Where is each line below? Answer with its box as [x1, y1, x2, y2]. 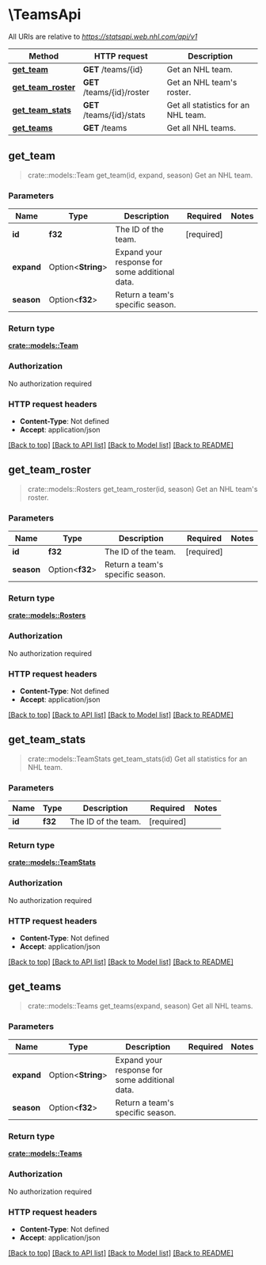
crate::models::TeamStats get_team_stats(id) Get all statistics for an [27, 754, 248, 764]
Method [28, 50, 59, 61]
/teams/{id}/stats [82, 109, 146, 120]
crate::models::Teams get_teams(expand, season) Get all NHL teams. [27, 1000, 253, 1011]
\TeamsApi [8, 6, 82, 24]
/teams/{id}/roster [82, 86, 150, 97]
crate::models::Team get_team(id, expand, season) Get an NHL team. [27, 170, 253, 180]
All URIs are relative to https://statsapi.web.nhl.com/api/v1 [8, 32, 198, 41]
